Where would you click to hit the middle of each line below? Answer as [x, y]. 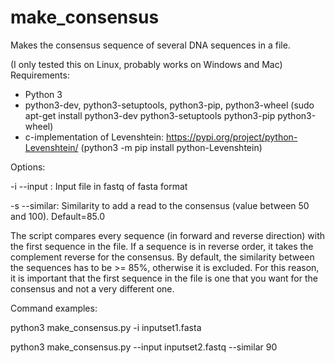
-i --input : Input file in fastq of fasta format [99, 186]
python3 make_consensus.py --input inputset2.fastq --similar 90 [144, 347]
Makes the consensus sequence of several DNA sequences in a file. [150, 45]
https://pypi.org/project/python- [232, 137]
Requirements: [40, 75]
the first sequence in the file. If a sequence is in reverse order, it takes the [162, 246]
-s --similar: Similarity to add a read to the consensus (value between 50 [160, 205]
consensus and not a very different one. [92, 288]
